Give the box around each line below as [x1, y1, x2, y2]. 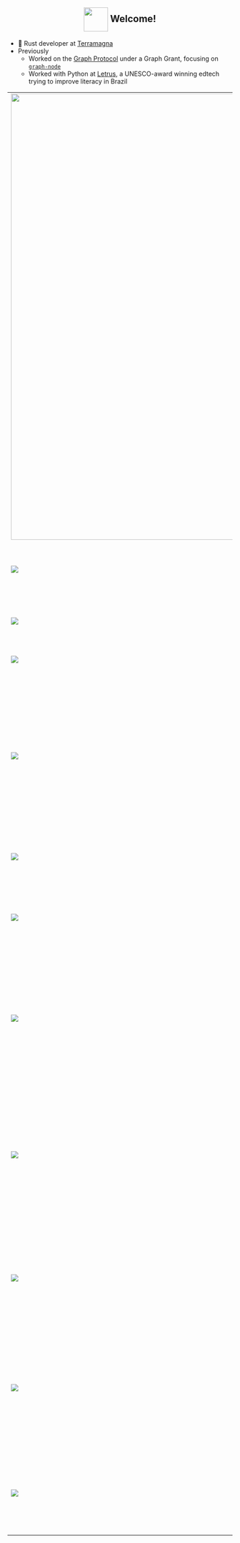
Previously [17, 46, 49, 55]
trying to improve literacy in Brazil [28, 76, 128, 86]
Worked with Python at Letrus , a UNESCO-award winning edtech [28, 69, 220, 78]
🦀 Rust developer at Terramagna [17, 39, 114, 47]
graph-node [28, 63, 61, 70]
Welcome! [110, 13, 156, 25]
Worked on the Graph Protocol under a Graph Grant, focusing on [28, 54, 219, 63]
